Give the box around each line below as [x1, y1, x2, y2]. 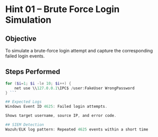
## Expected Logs [5, 99, 42, 104]
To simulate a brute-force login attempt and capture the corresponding [5, 48, 153, 53]
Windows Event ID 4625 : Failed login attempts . [5, 104, 108, 109]
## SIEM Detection [5, 122, 44, 127]
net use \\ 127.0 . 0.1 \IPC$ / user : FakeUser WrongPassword [14, 86, 135, 91]
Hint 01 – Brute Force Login [5, 4, 120, 15]
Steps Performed [5, 67, 61, 76]
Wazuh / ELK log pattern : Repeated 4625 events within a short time [5, 127, 148, 132]
